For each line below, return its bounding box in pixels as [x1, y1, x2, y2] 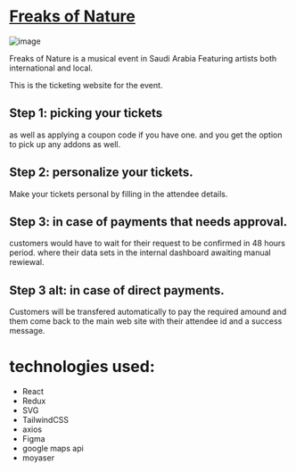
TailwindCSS [21, 415, 70, 426]
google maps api [21, 443, 85, 454]
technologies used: [9, 357, 155, 377]
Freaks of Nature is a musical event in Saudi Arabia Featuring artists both [9, 53, 277, 63]
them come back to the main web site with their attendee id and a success [9, 316, 283, 327]
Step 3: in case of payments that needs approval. [9, 214, 288, 229]
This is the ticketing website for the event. [9, 79, 163, 90]
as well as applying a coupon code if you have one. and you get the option [9, 129, 283, 140]
